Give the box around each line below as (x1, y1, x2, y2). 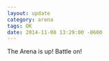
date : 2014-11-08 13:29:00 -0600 (7, 28, 103, 36)
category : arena (7, 16, 53, 23)
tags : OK (7, 22, 32, 29)
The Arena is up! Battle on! (7, 47, 82, 56)
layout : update (7, 9, 51, 17)
